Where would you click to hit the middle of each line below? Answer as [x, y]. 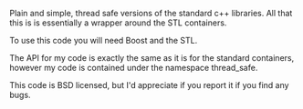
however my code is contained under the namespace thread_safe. [134, 68]
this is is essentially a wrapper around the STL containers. [118, 23]
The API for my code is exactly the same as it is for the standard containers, [152, 58]
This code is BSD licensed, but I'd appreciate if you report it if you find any [149, 85]
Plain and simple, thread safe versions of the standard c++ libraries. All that [151, 13]
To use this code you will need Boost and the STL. [104, 40]
